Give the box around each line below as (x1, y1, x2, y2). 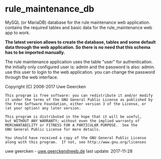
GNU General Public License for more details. (5, 127, 101, 132)
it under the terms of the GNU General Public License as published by (5, 97, 153, 102)
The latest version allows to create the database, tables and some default (5, 39, 156, 45)
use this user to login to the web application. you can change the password (5, 69, 155, 75)
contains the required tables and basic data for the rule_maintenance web (5, 24, 153, 30)
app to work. (5, 30, 31, 35)
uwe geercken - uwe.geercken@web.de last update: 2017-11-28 (5, 148, 133, 154)
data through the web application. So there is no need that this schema (5, 44, 151, 50)
